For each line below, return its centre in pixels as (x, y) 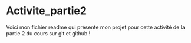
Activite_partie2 (47, 11)
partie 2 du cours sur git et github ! (48, 33)
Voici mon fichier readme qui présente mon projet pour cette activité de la (96, 27)
